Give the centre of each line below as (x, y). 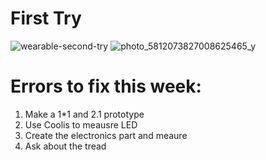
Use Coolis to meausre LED (81, 124)
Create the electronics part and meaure (106, 135)
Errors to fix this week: (106, 86)
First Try (46, 18)
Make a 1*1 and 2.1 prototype (84, 114)
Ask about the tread (65, 146)
